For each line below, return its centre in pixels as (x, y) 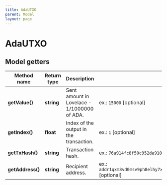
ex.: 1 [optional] (117, 132)
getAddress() (24, 170)
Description (80, 79)
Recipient (77, 167)
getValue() (21, 103)
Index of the (80, 123)
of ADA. (75, 115)
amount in (78, 96)
